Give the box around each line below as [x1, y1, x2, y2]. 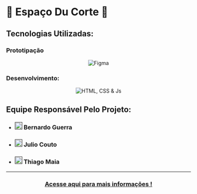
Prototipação [6, 46, 44, 55]
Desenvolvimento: [6, 74, 60, 82]
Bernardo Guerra [23, 123, 73, 131]
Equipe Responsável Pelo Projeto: [6, 104, 132, 114]
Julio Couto [23, 141, 57, 149]
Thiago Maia [23, 158, 60, 166]
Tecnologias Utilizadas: [6, 29, 94, 39]
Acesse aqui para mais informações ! [45, 180, 152, 188]
